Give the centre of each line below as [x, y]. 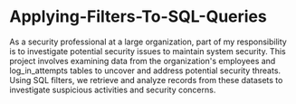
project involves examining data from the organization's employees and [143, 61]
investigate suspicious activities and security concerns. [113, 90]
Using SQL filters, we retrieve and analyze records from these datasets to [146, 80]
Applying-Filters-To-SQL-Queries [138, 17]
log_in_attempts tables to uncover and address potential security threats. [145, 71]
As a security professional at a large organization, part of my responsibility [148, 42]
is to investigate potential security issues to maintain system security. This [148, 51]
